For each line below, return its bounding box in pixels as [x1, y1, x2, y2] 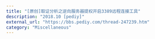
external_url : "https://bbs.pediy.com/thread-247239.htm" [6, 19, 150, 25]
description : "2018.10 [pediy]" [6, 14, 84, 19]
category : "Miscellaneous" [6, 24, 72, 30]
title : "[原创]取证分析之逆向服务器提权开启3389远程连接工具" [6, 8, 141, 14]
